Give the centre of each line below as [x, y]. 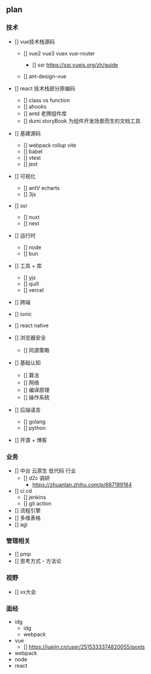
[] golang [34, 422]
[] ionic [23, 314]
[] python [34, 428]
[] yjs [30, 277]
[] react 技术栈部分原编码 [45, 88]
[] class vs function [47, 100]
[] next [31, 223]
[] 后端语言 [28, 410]
